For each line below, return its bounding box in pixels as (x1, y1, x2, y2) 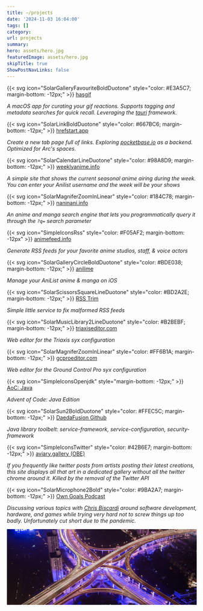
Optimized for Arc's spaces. (7, 145, 77, 152)
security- (167, 425, 190, 433)
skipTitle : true (7, 60, 48, 66)
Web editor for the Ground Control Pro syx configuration (7, 366, 146, 373)
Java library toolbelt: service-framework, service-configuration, (7, 425, 166, 433)
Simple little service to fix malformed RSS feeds (7, 306, 125, 313)
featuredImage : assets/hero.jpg (7, 54, 88, 60)
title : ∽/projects (7, 10, 53, 16)
